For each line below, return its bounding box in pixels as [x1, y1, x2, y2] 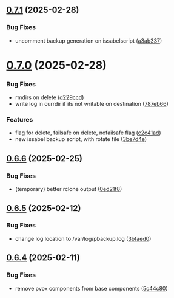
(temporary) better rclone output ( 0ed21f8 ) [15, 185, 122, 193]
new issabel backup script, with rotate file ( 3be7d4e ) [15, 136, 147, 143]
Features [6, 116, 33, 124]
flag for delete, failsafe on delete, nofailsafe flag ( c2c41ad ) [15, 129, 162, 136]
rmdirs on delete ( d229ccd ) [15, 94, 84, 101]
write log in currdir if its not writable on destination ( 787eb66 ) [15, 100, 169, 108]
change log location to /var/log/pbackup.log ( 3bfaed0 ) [15, 235, 152, 242]
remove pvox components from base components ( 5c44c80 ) [15, 285, 168, 292]
